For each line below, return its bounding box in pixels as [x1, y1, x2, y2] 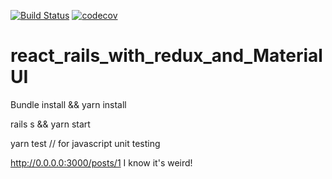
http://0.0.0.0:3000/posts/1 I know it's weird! [10, 156, 193, 169]
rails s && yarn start [10, 118, 91, 130]
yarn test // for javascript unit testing [10, 137, 161, 149]
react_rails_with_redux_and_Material [10, 45, 323, 67]
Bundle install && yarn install [10, 98, 127, 110]
